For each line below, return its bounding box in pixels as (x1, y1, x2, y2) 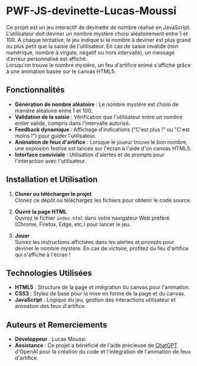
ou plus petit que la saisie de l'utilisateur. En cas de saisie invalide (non (6, 43, 179, 50)
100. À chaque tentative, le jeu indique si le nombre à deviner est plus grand (6, 36, 191, 43)
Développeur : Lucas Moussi (14, 336, 86, 343)
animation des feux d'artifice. (14, 303, 86, 310)
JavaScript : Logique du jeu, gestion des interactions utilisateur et (14, 296, 176, 303)
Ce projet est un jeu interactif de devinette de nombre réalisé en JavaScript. (6, 24, 191, 31)
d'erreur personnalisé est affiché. (6, 55, 88, 62)
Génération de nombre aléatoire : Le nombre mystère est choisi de (14, 101, 179, 108)
